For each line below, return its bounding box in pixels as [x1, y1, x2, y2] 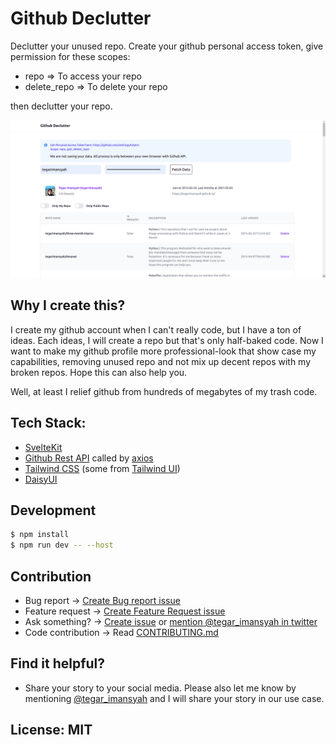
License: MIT [10, 722, 93, 739]
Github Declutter [10, 7, 152, 30]
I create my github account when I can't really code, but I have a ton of [10, 323, 302, 336]
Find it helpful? [10, 655, 106, 672]
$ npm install [10, 530, 70, 540]
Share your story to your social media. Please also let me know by [24, 682, 297, 694]
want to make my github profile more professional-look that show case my [10, 345, 317, 357]
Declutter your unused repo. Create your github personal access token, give [10, 40, 324, 52]
